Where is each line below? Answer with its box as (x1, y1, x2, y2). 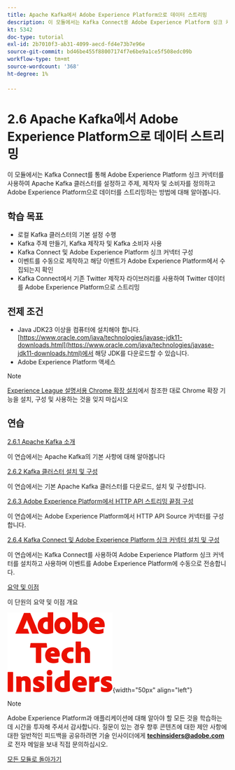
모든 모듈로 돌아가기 (7, 755, 62, 763)
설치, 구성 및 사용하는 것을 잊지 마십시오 (20, 395, 129, 404)
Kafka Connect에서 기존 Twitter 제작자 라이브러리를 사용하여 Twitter (17, 274, 207, 283)
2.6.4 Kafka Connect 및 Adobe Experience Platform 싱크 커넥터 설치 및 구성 (7, 535, 220, 544)
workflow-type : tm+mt (7, 56, 71, 63)
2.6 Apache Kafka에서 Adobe (7, 111, 178, 127)
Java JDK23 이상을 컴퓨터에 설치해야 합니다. (17, 326, 141, 334)
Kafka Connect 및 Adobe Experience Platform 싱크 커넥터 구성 (17, 248, 194, 256)
